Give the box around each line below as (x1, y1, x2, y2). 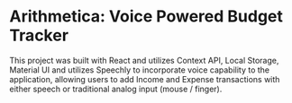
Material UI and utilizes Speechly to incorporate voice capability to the (9, 64, 270, 75)
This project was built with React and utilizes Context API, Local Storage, (9, 55, 279, 65)
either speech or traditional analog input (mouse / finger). (9, 83, 223, 94)
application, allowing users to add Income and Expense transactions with (9, 73, 280, 84)
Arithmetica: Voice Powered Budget (9, 6, 284, 27)
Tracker (9, 25, 69, 46)
